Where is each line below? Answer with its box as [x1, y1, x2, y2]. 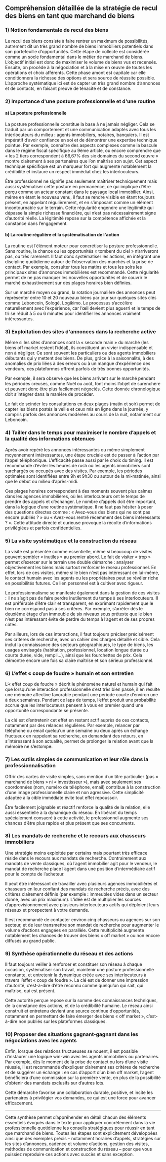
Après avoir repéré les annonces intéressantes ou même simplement [5, 446, 145, 452]
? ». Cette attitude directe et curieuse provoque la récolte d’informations [5, 519, 152, 525]
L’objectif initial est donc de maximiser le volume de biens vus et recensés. [5, 59, 158, 65]
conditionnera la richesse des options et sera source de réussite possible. [5, 74, 156, 81]
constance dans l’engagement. [5, 220, 68, 226]
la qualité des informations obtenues [5, 436, 95, 442]
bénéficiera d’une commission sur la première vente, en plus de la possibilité [5, 1075, 161, 1081]
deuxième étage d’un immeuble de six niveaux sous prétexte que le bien [5, 611, 152, 617]
